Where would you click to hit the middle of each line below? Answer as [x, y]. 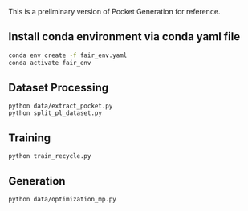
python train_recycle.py [50, 156]
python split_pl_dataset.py [55, 113]
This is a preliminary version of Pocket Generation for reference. [114, 12]
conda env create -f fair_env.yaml [68, 55]
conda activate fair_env [50, 63]
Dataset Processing [59, 87]
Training [30, 138]
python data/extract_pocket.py [61, 106]
